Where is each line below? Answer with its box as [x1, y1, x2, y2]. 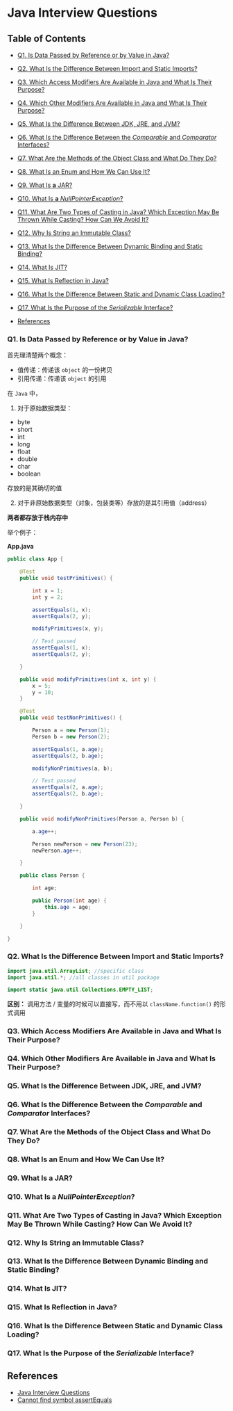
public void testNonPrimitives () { [19, 714, 123, 721]
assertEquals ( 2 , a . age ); [32, 784, 104, 791]
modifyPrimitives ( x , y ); [32, 625, 104, 632]
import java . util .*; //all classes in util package [7, 974, 159, 981]
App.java [7, 542, 34, 551]
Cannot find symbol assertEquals [17, 1396, 112, 1404]
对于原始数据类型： [17, 404, 73, 412]
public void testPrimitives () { [19, 575, 113, 582]
